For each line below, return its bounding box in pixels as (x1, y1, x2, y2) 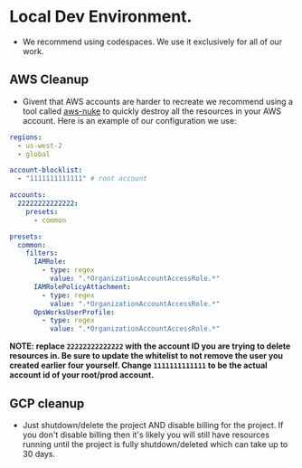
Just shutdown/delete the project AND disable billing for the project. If (22, 419, 284, 430)
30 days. (22, 448, 56, 459)
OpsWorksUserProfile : (33, 307, 116, 317)
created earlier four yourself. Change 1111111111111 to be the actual (9, 360, 269, 371)
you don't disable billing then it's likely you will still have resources (22, 429, 269, 440)
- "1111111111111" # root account (17, 174, 147, 183)
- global (17, 149, 51, 159)
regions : (9, 133, 42, 142)
